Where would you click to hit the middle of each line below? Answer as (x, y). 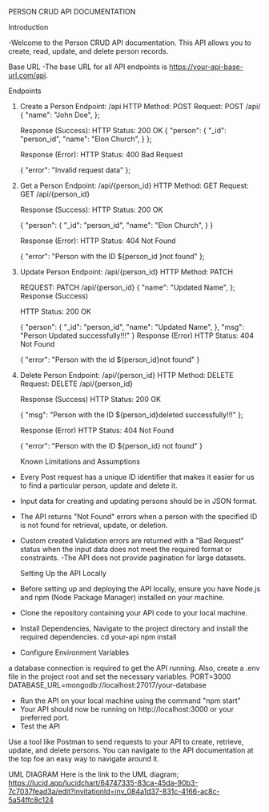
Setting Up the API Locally (63, 573)
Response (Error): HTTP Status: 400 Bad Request (101, 154)
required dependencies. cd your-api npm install (98, 637)
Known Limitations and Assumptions (80, 461)
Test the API (40, 726)
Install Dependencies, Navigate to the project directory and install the (134, 628)
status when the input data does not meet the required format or (126, 549)
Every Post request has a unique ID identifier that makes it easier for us (137, 477)
